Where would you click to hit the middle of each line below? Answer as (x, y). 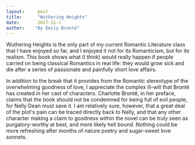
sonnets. (17, 137)
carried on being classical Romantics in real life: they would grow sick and (95, 63)
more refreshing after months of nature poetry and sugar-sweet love (88, 131)
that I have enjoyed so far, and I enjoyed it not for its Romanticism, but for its (98, 51)
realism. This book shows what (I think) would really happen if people (90, 57)
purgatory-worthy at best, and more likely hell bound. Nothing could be (92, 124)
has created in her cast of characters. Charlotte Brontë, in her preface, (91, 93)
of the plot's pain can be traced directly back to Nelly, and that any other (94, 112)
